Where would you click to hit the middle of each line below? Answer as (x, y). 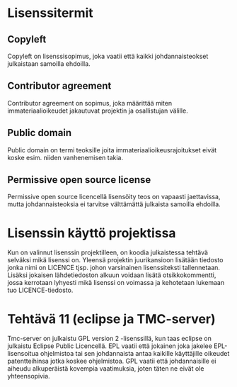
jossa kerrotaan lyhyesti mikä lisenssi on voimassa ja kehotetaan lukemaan (116, 283)
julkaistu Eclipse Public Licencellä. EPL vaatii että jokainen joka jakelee (110, 346)
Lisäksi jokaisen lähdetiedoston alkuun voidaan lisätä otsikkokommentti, (112, 275)
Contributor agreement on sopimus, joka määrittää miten (89, 103)
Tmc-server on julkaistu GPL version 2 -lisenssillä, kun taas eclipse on (110, 339)
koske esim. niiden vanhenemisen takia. (65, 157)
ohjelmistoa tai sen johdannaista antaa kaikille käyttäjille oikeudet (135, 354)
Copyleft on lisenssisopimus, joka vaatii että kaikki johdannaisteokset (108, 56)
